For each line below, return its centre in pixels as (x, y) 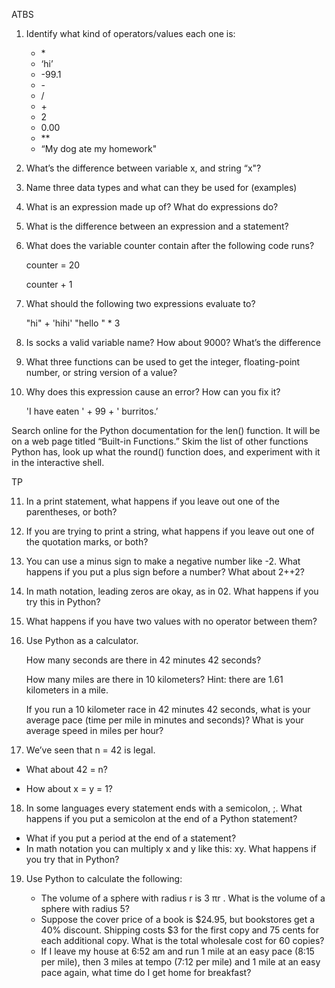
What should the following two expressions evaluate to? (140, 303)
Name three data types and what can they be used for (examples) (161, 187)
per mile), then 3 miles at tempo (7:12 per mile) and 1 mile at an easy (180, 962)
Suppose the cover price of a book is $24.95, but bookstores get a (178, 919)
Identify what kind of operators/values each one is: (130, 33)
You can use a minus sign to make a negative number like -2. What (163, 561)
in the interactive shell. (58, 462)
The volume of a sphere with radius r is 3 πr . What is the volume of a (183, 898)
